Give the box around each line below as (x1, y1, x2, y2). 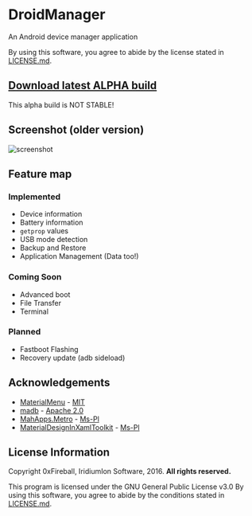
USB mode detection (19, 235, 88, 244)
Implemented (8, 191, 61, 202)
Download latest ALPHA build (8, 79, 157, 92)
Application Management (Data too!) (19, 252, 139, 261)
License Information (8, 446, 110, 459)
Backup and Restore (19, 243, 87, 252)
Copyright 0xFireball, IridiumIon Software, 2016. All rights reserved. (8, 467, 232, 476)
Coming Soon (8, 272, 62, 283)
